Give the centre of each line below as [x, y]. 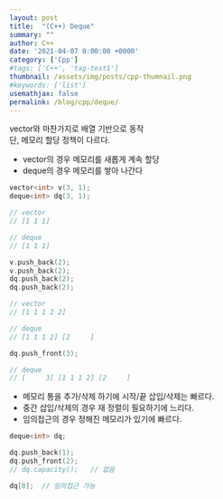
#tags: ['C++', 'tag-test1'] [64, 69]
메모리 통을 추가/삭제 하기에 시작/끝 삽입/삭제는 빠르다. [118, 397]
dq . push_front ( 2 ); [44, 461]
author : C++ [32, 43]
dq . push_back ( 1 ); [42, 453]
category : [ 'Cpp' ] [44, 60]
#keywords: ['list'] [48, 85]
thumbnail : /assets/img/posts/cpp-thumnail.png [101, 77]
